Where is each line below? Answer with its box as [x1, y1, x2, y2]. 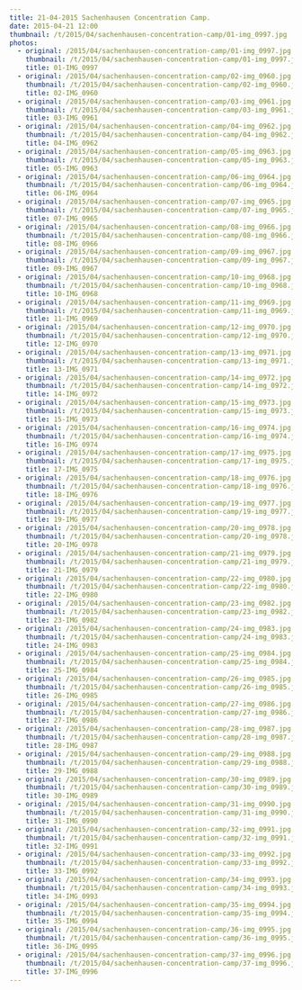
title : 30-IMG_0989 [25, 791, 99, 801]
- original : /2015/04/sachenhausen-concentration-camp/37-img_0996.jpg [17, 950, 292, 959]
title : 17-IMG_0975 [25, 465, 99, 474]
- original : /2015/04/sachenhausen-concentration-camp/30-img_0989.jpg [17, 775, 292, 784]
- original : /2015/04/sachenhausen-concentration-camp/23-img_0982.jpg [17, 599, 292, 608]
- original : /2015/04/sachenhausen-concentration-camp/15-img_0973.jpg [17, 398, 292, 408]
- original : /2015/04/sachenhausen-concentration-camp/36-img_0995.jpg [17, 925, 292, 934]
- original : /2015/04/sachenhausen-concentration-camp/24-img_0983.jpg [17, 624, 292, 633]
